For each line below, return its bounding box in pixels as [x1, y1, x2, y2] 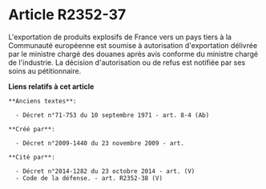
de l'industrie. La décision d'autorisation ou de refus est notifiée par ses [8, 58, 246, 67]
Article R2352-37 [8, 6, 127, 24]
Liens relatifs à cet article [8, 82, 95, 91]
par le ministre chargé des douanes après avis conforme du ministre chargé [8, 49, 259, 58]
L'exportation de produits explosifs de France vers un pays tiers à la [8, 32, 232, 42]
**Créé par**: [8, 125, 56, 133]
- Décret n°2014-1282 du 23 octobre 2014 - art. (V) [15, 167, 195, 175]
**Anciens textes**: [8, 97, 78, 105]
